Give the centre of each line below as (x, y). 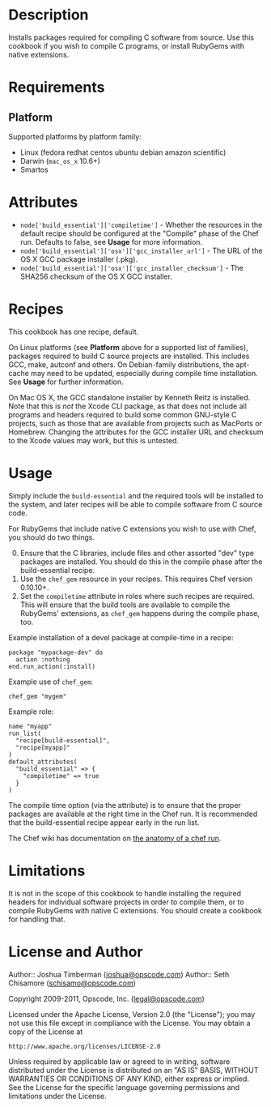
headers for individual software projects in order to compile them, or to (126, 902)
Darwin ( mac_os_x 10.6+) (60, 160)
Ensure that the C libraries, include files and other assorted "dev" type (137, 553)
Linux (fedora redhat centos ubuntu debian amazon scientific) (123, 152)
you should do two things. (52, 537)
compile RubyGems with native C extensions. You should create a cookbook (135, 910)
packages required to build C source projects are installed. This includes (129, 356)
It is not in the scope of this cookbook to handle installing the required (125, 893)
